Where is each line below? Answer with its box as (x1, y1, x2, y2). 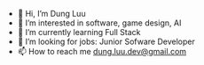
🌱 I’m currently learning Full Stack (17, 27, 141, 37)
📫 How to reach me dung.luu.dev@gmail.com (17, 47, 187, 56)
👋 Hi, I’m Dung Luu (17, 9, 86, 18)
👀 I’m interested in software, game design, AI (17, 18, 182, 28)
